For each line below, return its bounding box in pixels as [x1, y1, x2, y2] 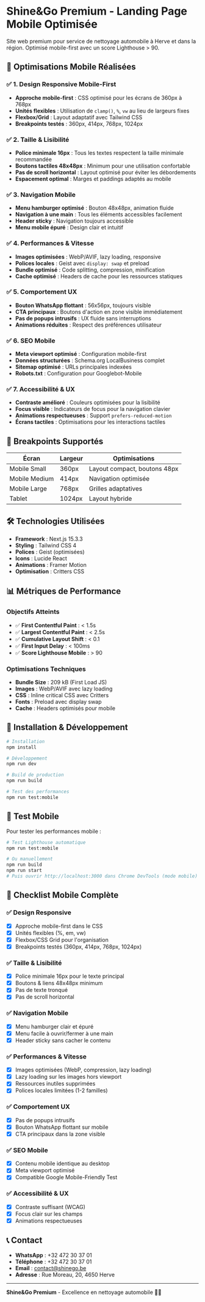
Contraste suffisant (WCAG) [15, 1203, 85, 1210]
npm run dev [6, 761, 37, 767]
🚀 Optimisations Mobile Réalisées [6, 62, 136, 72]
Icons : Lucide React [15, 555, 67, 562]
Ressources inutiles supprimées [15, 1080, 96, 1087]
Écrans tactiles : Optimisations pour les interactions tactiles [15, 418, 166, 426]
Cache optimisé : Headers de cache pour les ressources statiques [15, 272, 183, 279]
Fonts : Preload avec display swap [15, 698, 102, 706]
